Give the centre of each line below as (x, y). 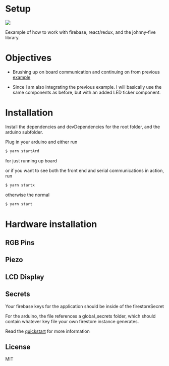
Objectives (29, 58)
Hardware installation (51, 224)
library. (13, 37)
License (18, 347)
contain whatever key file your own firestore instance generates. (72, 321)
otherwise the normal (27, 195)
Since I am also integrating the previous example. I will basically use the (87, 87)
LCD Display (25, 277)
